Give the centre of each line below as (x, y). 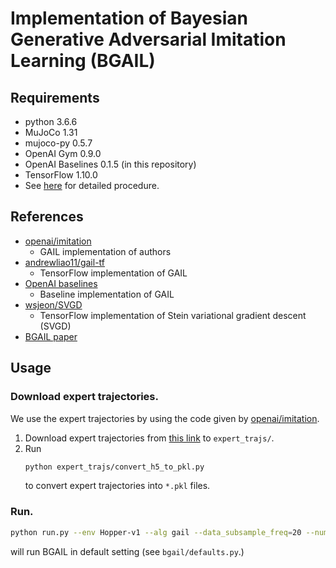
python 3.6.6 (51, 121)
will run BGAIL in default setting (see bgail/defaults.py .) (127, 551)
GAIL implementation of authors (105, 251)
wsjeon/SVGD (53, 304)
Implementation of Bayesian (129, 18)
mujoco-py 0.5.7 (58, 143)
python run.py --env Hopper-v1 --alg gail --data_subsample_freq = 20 (156, 532)
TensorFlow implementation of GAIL (113, 273)
